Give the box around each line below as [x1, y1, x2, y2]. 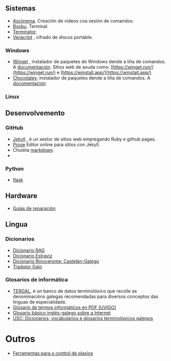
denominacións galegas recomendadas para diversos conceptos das [12, 293, 159, 299]
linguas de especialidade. [12, 298, 67, 305]
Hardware [5, 192, 37, 200]
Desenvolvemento [5, 109, 65, 117]
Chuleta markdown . [12, 147, 55, 153]
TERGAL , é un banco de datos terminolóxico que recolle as [12, 288, 137, 294]
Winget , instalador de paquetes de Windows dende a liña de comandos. [12, 58, 166, 65]
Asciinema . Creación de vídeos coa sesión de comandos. [12, 17, 134, 24]
